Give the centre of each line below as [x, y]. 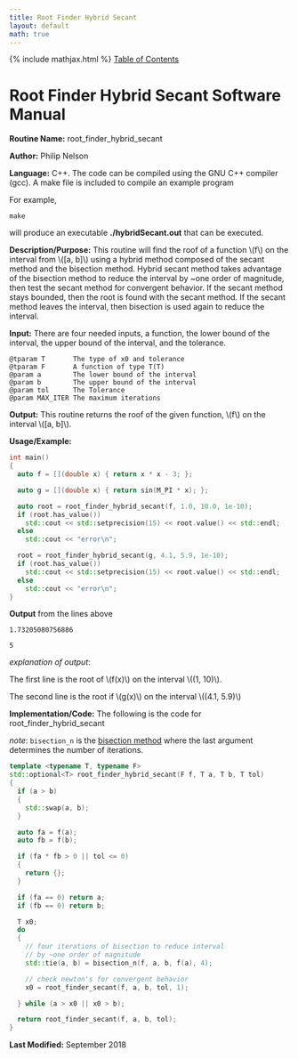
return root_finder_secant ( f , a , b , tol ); [97, 1020]
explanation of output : [50, 662]
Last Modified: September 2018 [68, 1045]
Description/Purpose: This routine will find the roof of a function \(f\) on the [149, 250]
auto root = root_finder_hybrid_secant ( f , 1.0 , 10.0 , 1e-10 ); [135, 506]
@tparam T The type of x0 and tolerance [97, 360]
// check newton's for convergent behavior [107, 979]
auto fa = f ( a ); [47, 832]
